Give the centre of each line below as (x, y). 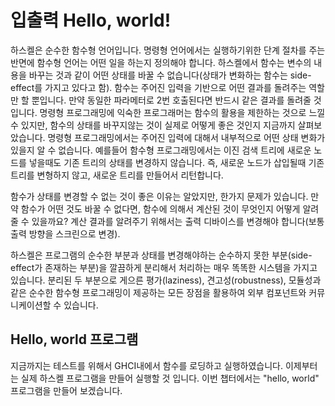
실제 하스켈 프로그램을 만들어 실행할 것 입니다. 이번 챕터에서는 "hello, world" (170, 378)
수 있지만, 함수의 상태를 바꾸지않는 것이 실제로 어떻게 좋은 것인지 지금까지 (153, 125)
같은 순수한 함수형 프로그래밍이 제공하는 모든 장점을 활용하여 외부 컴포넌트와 (158, 292)
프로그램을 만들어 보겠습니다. (66, 390)
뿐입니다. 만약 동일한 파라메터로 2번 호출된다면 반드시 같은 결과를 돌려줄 (171, 100)
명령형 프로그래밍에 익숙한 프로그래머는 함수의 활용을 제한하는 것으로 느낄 (182, 112)
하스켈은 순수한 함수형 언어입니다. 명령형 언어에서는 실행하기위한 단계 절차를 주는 (168, 50)
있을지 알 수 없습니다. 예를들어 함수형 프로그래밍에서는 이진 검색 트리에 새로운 (161, 150)
